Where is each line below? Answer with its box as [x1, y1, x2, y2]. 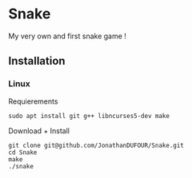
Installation [8, 54, 66, 68]
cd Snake [8, 148, 38, 156]
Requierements [8, 97, 58, 106]
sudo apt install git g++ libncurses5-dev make [8, 112, 170, 120]
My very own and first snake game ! [8, 31, 126, 41]
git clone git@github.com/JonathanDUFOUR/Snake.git [8, 141, 184, 149]
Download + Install [8, 125, 70, 136]
